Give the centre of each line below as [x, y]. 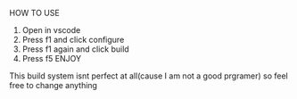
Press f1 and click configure [73, 40]
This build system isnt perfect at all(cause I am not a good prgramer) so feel [148, 76]
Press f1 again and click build [75, 49]
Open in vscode [51, 30]
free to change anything [54, 85]
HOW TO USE [34, 13]
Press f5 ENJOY [52, 58]
